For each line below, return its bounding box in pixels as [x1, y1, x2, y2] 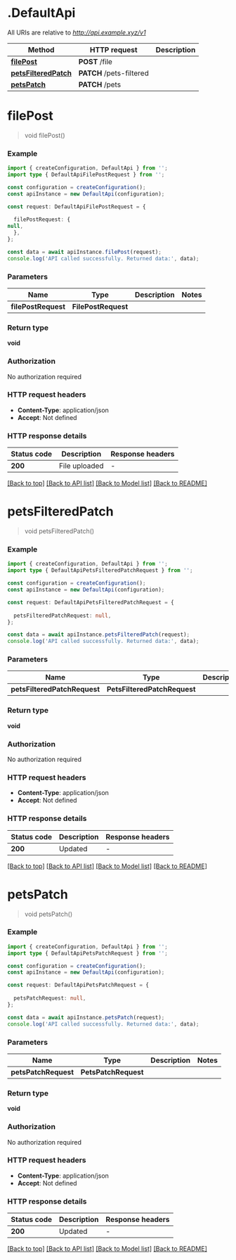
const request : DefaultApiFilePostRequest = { [7, 203, 146, 210]
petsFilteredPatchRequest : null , [13, 612, 112, 619]
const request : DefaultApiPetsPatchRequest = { [7, 981, 150, 989]
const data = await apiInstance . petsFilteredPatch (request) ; [7, 631, 190, 638]
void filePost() [24, 131, 65, 139]
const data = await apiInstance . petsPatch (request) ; [7, 1014, 165, 1021]
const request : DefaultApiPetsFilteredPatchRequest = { [7, 599, 174, 606]
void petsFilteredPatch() [24, 527, 95, 535]
